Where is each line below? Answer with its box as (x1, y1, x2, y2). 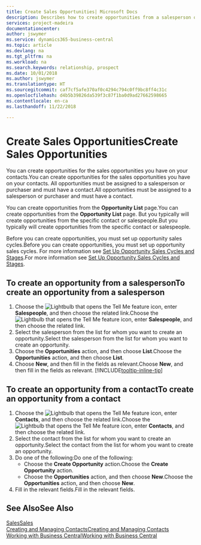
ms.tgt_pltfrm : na (6, 53, 52, 59)
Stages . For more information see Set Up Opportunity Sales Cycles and (6, 254, 181, 261)
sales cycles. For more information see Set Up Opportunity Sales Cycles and (6, 248, 194, 255)
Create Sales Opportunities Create (6, 134, 178, 148)
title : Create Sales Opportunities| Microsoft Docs (6, 8, 138, 15)
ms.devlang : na (6, 48, 44, 54)
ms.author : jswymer (6, 76, 55, 82)
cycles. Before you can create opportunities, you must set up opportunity (6, 241, 185, 249)
